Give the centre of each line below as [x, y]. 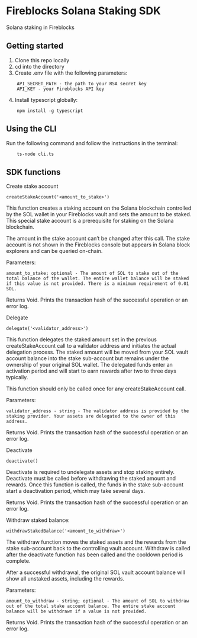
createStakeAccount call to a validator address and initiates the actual [91, 346]
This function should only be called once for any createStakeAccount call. [96, 389]
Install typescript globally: [46, 100]
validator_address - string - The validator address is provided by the [98, 411]
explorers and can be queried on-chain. [54, 251]
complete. [18, 561]
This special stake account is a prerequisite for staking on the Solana [90, 221]
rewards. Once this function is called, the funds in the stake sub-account [95, 485]
